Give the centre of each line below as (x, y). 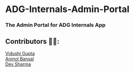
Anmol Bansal (20, 58)
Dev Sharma (18, 64)
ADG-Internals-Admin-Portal (67, 9)
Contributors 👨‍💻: (32, 41)
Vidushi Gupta (20, 53)
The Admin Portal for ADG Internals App (55, 25)
